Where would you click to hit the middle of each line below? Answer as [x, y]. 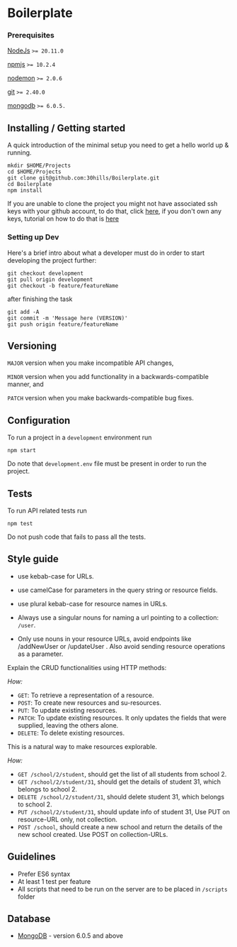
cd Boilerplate [30, 185]
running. [19, 153]
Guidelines [31, 857]
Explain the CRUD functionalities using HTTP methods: [87, 667]
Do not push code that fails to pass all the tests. [77, 537]
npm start [22, 451]
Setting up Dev [33, 237]
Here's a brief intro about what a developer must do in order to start [106, 253]
